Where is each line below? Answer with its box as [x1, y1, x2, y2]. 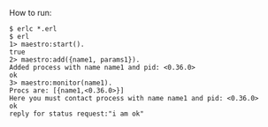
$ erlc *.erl [9, 25, 57, 34]
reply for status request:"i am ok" [9, 109, 144, 118]
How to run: [9, 8, 52, 18]
